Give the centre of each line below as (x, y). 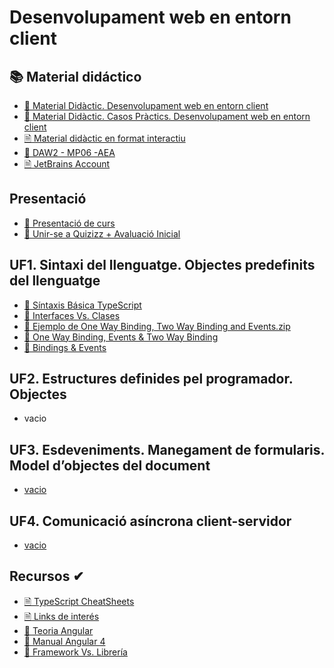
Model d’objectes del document (110, 465)
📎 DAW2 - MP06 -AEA (69, 152)
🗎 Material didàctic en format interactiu (104, 138)
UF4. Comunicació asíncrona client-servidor (150, 521)
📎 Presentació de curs (69, 223)
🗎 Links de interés (61, 616)
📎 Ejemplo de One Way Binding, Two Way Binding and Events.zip (157, 326)
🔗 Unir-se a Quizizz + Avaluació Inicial (102, 233)
